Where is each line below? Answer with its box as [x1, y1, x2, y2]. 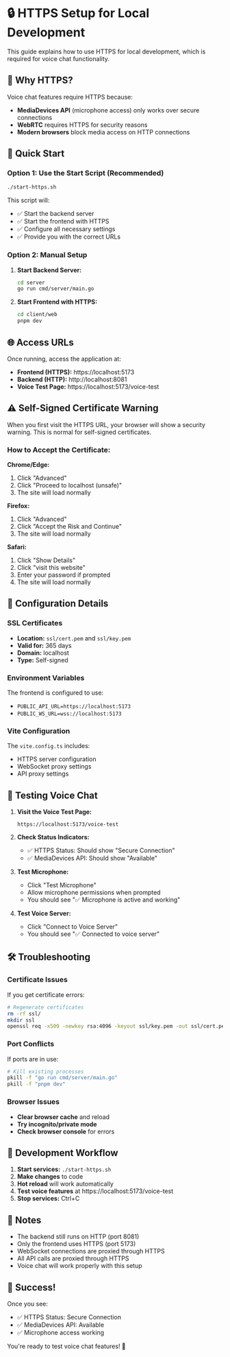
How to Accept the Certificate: [7, 445, 111, 455]
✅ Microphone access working [16, 1328, 105, 1336]
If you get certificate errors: [7, 990, 85, 998]
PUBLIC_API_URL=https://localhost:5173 [16, 704, 131, 710]
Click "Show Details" [16, 556, 76, 564]
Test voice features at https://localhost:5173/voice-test [16, 1187, 173, 1195]
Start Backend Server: [16, 265, 82, 274]
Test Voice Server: [16, 909, 71, 917]
